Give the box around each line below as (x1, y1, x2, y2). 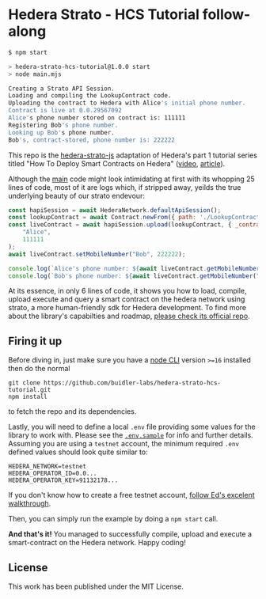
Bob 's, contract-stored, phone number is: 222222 (8, 136, 176, 144)
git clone (8, 379, 41, 387)
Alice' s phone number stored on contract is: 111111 (8, 114, 186, 122)
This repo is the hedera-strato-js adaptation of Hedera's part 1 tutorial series (8, 150, 257, 160)
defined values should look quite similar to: (8, 447, 148, 457)
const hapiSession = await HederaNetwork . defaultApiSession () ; (8, 206, 222, 214)
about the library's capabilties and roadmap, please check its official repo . (8, 311, 251, 321)
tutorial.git (8, 386, 51, 394)
